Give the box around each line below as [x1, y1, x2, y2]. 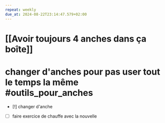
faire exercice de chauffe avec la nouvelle [12, 113, 97, 119]
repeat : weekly [5, 7, 36, 12]
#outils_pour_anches [5, 87, 94, 98]
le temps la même [5, 77, 79, 88]
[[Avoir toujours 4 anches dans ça [5, 33, 147, 44]
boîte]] [5, 43, 33, 55]
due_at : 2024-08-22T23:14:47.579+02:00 [5, 12, 87, 17]
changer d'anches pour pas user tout [5, 66, 161, 77]
